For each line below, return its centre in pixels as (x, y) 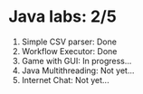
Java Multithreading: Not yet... (78, 70)
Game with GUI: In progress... (76, 61)
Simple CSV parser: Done (69, 42)
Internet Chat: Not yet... (65, 80)
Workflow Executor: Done (69, 51)
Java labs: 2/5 (62, 17)
